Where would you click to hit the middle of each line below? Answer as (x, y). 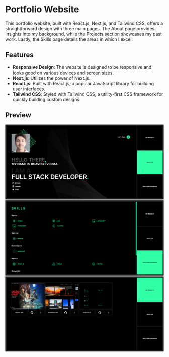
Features (19, 55)
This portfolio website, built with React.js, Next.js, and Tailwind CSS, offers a (84, 23)
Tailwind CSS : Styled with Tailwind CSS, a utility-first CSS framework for (88, 94)
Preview (18, 115)
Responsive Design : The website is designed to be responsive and (82, 67)
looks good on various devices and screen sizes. (63, 73)
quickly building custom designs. (47, 99)
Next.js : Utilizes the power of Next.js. (51, 78)
